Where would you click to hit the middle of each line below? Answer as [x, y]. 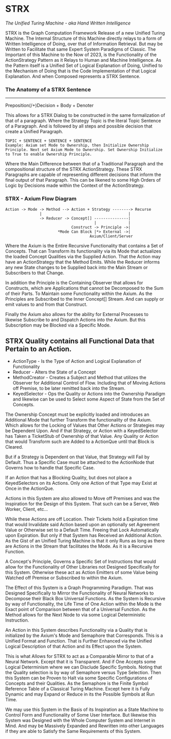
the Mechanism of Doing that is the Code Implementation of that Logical [81, 71]
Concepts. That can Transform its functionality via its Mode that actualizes [83, 251]
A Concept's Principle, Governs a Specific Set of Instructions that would [81, 561]
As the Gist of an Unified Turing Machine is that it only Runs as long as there [85, 541]
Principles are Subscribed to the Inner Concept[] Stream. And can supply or [85, 299]
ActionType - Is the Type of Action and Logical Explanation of [77, 361]
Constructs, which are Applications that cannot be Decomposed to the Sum [84, 288]
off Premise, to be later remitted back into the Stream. [69, 388]
